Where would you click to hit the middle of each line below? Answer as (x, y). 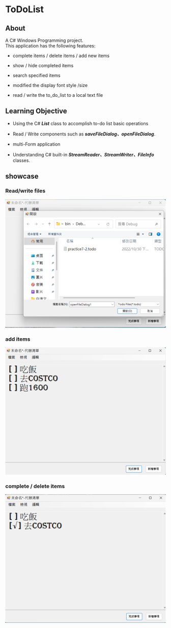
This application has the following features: (50, 46)
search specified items (37, 75)
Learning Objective (36, 111)
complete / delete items (35, 486)
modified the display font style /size (50, 85)
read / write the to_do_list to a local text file (58, 95)
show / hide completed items (43, 65)
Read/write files (25, 191)
